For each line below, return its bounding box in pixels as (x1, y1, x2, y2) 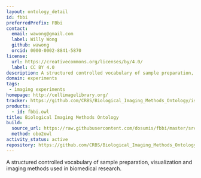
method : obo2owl (11, 131, 52, 137)
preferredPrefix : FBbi (6, 20, 63, 26)
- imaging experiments (8, 87, 66, 93)
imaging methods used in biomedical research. (6, 165, 121, 172)
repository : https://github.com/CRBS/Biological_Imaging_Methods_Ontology (6, 142, 197, 148)
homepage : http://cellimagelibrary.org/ (6, 92, 109, 98)
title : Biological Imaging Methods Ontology (6, 114, 119, 120)
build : (6, 120, 23, 126)
